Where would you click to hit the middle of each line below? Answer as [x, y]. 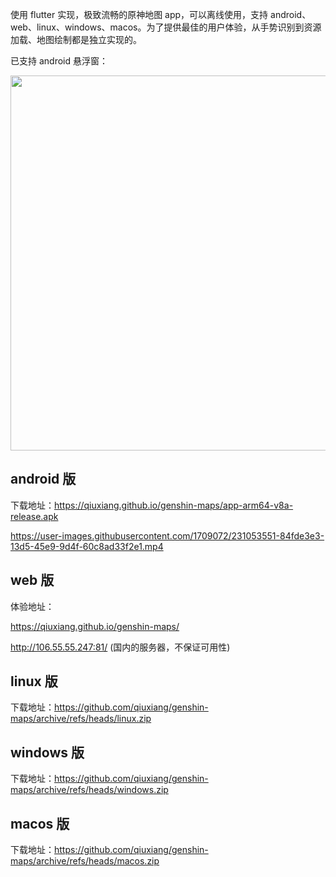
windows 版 [47, 752]
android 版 [43, 479]
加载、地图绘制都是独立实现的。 [76, 39]
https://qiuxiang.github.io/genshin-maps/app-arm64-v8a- [174, 505]
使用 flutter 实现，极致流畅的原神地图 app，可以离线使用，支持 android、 [161, 14]
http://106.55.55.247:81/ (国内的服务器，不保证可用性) [120, 647]
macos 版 [40, 823]
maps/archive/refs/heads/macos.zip [85, 861]
